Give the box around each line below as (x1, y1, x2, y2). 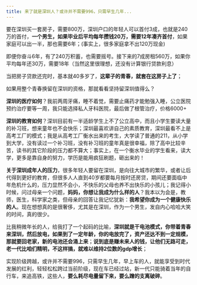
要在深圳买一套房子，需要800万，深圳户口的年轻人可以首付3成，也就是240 (6, 25, 188, 32)
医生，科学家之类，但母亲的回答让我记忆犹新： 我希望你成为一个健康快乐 (16, 196, 191, 203)
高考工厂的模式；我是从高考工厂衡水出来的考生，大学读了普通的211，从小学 (6, 132, 188, 139)
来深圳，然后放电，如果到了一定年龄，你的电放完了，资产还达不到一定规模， (6, 230, 191, 237)
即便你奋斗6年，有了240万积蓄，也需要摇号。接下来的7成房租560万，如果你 (6, 52, 191, 59)
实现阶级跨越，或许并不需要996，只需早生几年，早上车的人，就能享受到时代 (6, 257, 191, 264)
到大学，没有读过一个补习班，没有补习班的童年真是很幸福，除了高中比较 (6, 139, 181, 146)
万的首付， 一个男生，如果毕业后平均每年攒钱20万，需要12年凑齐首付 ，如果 (6, 33, 188, 40)
